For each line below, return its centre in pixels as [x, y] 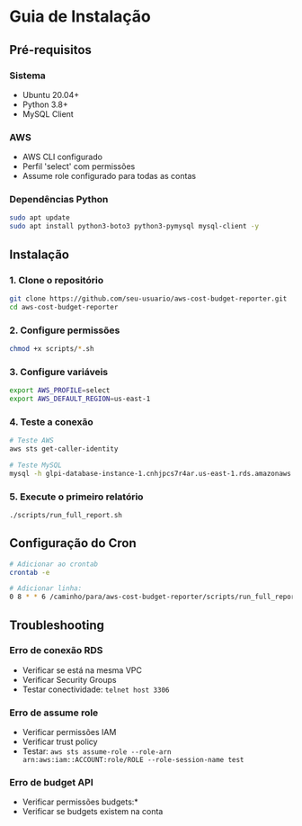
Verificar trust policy [60, 742]
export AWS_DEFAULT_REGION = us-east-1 [80, 399]
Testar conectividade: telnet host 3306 [96, 689]
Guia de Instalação [80, 17]
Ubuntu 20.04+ [50, 94]
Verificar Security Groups [69, 679]
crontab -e [30, 572]
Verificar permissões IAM [69, 732]
